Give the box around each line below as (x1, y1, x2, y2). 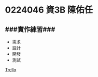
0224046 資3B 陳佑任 (5, 4, 93, 15)
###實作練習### (5, 25, 56, 33)
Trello (5, 67, 16, 73)
